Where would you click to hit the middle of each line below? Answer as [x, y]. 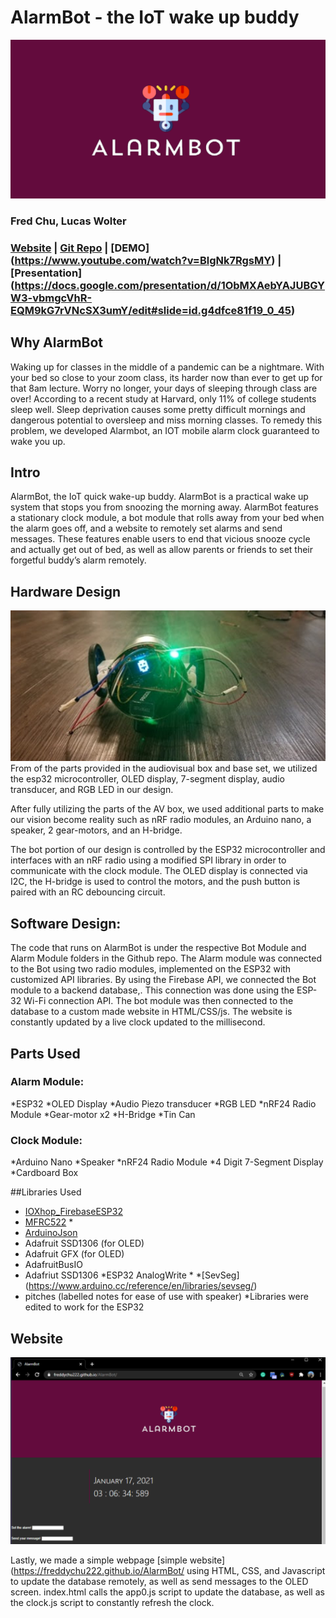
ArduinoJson [51, 1233]
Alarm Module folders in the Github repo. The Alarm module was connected [166, 958]
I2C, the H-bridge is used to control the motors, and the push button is [155, 882]
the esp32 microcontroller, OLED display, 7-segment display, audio [147, 779]
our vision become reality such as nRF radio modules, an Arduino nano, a [161, 820]
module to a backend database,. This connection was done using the [152, 990]
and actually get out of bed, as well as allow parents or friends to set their [162, 550]
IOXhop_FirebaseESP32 [73, 1212]
